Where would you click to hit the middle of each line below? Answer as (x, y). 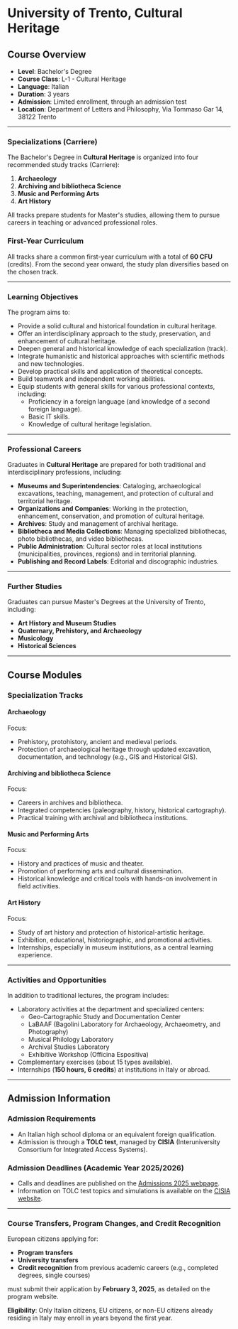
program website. (33, 1297)
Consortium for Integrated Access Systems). (83, 1149)
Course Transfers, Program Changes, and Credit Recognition (114, 1223)
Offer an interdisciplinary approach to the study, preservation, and (114, 333)
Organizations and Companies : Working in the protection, (103, 509)
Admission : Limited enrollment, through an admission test (102, 102)
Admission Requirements (52, 1119)
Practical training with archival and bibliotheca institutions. (103, 818)
